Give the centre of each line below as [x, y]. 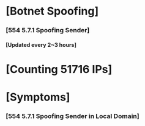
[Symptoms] [38, 97]
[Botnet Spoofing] [52, 11]
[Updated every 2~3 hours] [41, 44]
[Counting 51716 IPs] [59, 69]
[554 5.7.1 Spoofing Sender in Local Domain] [72, 116]
